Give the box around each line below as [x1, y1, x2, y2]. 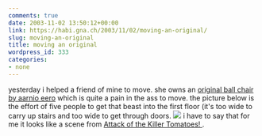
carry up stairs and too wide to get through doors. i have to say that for [8, 111, 250, 120]
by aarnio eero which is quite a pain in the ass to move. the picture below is [8, 93, 255, 103]
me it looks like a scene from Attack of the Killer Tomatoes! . [8, 119, 205, 129]
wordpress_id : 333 [8, 48, 69, 56]
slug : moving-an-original [8, 33, 94, 42]
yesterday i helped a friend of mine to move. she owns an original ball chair [8, 85, 254, 94]
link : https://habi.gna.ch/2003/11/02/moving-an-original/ [8, 26, 208, 34]
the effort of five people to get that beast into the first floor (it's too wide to [8, 101, 252, 111]
